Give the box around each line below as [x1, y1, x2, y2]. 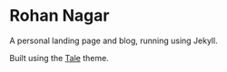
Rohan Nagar [9, 5, 110, 26]
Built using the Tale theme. [9, 52, 109, 63]
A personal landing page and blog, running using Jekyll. [9, 35, 218, 46]
